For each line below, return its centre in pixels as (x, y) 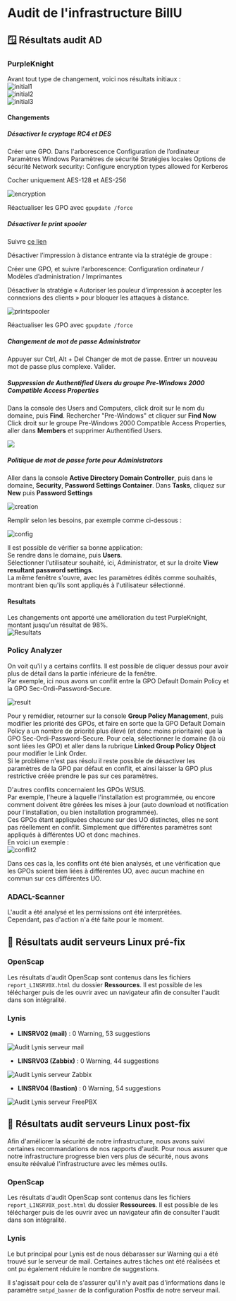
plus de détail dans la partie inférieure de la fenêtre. (82, 673)
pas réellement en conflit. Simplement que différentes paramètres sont (110, 827)
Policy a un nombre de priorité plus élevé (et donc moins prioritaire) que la (115, 731)
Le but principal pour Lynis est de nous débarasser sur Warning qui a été (113, 1254)
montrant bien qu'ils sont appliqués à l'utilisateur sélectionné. (96, 585)
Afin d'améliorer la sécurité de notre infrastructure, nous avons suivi (106, 1141)
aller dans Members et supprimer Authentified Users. (85, 431)
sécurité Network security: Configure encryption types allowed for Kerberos (118, 167)
